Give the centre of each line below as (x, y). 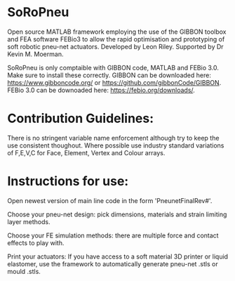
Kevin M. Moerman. (35, 54)
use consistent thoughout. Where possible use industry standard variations (116, 145)
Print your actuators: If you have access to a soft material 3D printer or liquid (118, 256)
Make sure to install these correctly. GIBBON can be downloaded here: (109, 75)
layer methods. (29, 221)
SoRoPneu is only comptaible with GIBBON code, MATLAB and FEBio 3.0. (113, 67)
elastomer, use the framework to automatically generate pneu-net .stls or (113, 263)
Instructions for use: (68, 182)
